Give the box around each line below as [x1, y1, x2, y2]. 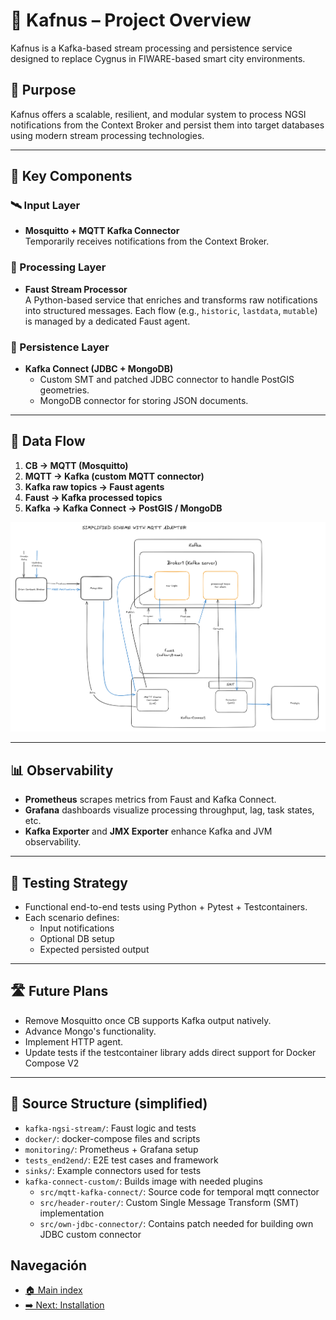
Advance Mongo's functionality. [24, 1025, 157, 1037]
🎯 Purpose [10, 82, 77, 99]
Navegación [10, 1257, 88, 1274]
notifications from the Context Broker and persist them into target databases [10, 119, 325, 131]
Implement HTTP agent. [24, 1035, 124, 1048]
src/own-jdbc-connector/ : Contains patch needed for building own [39, 1217, 314, 1229]
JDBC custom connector [39, 1228, 142, 1240]
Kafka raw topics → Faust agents [24, 480, 165, 493]
